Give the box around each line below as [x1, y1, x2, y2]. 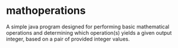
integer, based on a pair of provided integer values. [6, 35, 130, 42]
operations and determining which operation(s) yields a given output [6, 29, 172, 36]
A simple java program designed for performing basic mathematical [6, 23, 169, 30]
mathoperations [6, 4, 86, 17]
